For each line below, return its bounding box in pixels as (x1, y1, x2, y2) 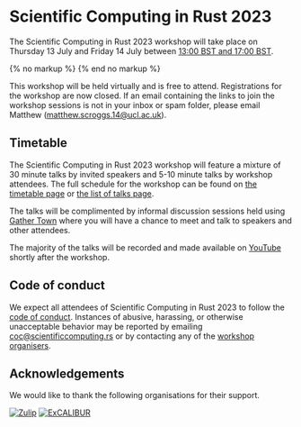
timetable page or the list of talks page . (9, 187, 155, 199)
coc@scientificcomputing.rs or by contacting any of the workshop (9, 331, 254, 341)
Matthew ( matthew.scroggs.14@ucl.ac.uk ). (9, 109, 167, 120)
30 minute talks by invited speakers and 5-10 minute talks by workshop (9, 168, 273, 179)
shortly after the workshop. (9, 251, 111, 262)
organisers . (9, 340, 51, 350)
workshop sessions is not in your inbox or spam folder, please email (9, 99, 261, 110)
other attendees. (9, 224, 71, 235)
